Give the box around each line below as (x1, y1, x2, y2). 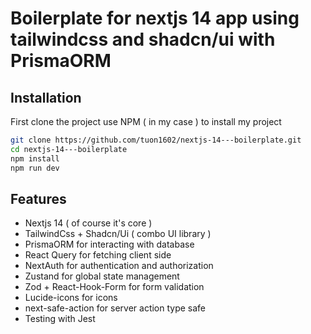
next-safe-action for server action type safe (24, 302, 207, 314)
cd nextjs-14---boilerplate (10, 144, 128, 154)
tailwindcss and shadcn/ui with (10, 28, 276, 51)
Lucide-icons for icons (24, 292, 118, 304)
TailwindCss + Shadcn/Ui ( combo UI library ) (24, 228, 212, 240)
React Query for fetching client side (24, 249, 172, 261)
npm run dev (10, 163, 60, 173)
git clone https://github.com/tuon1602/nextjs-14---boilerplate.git (10, 135, 302, 145)
